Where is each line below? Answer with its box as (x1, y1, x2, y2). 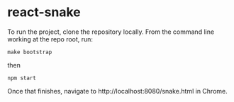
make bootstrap (7, 49, 52, 56)
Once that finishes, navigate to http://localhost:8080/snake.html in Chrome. (7, 87, 228, 95)
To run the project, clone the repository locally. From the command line (7, 27, 215, 36)
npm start (7, 75, 37, 82)
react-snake (7, 4, 81, 20)
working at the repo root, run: (7, 34, 94, 43)
